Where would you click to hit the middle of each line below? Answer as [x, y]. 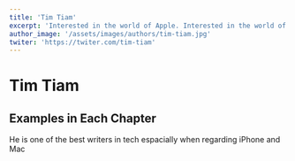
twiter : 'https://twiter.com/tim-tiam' [83, 42]
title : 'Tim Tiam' [43, 17]
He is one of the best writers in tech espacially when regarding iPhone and [145, 140]
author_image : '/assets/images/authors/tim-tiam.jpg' [110, 34]
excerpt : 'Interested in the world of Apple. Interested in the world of [148, 26]
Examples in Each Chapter [83, 118]
